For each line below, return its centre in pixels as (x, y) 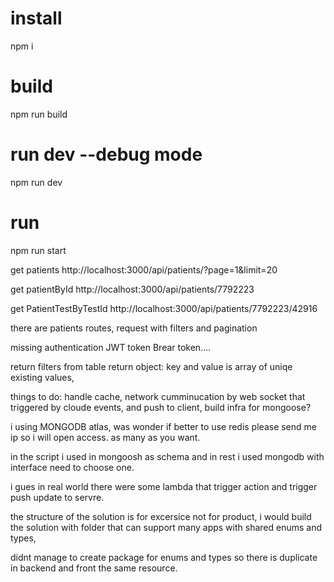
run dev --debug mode (106, 154)
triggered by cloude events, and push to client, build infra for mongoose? (161, 407)
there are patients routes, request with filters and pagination (134, 328)
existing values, (42, 377)
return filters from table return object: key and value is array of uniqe (151, 366)
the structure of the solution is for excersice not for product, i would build (161, 516)
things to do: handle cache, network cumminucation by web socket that (158, 396)
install (36, 18)
